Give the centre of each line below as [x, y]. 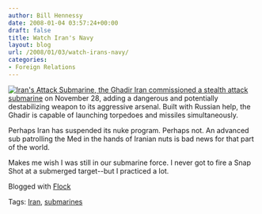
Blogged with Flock [40, 186]
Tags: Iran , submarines [46, 201]
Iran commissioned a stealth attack [191, 90]
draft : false [30, 30]
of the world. [29, 147]
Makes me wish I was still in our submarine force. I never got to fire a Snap [130, 162]
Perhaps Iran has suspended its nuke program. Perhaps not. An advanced [129, 130]
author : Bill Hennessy [46, 15]
